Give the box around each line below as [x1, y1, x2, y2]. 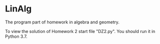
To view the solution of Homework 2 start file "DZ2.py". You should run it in [5, 28, 156, 34]
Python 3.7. [5, 33, 28, 39]
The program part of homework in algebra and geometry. [5, 19, 120, 25]
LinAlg [5, 3, 32, 14]
